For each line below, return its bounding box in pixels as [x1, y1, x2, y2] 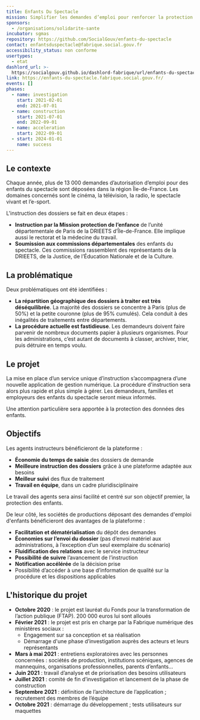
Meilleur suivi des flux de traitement [14, 475, 105, 482]
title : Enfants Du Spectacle [6, 8, 79, 15]
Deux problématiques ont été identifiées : [6, 286, 108, 293]
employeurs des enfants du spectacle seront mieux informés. [6, 394, 157, 401]
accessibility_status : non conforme [6, 48, 97, 54]
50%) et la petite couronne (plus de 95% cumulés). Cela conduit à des [14, 310, 188, 317]
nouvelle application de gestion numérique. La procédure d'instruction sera [6, 381, 191, 389]
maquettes [14, 707, 42, 714]
